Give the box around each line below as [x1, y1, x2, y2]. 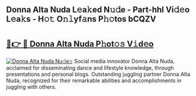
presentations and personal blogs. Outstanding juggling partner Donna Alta [6, 71, 191, 78]
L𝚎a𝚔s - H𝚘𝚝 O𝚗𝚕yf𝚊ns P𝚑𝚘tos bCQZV [6, 14, 157, 24]
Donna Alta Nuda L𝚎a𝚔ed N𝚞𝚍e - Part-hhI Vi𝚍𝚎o [6, 5, 190, 15]
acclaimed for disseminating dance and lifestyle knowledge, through [6, 64, 174, 71]
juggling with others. [6, 83, 57, 90]
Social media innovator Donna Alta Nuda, [74, 58, 175, 64]
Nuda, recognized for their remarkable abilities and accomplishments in [6, 77, 182, 84]
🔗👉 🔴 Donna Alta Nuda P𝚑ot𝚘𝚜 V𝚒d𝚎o [6, 39, 154, 49]
